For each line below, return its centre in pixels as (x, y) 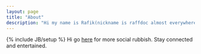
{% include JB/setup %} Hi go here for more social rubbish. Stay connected (100, 40)
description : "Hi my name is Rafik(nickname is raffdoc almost (87, 23)
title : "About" (25, 17)
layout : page (22, 12)
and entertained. (27, 46)
